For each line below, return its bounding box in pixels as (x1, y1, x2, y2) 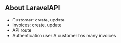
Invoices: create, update (12, 22, 62, 28)
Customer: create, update (12, 17, 65, 22)
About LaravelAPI (5, 4, 60, 12)
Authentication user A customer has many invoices (12, 32, 116, 38)
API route (12, 27, 32, 33)
